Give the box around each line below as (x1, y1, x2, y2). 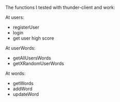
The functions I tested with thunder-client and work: (5, 5, 115, 10)
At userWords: (5, 45, 36, 51)
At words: (5, 70, 26, 76)
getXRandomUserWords (12, 60, 64, 66)
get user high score (12, 35, 54, 41)
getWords (12, 80, 34, 86)
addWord (12, 86, 32, 92)
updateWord (12, 91, 39, 97)
